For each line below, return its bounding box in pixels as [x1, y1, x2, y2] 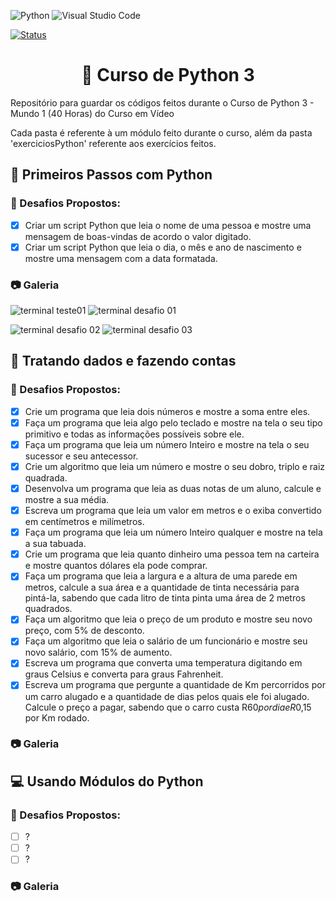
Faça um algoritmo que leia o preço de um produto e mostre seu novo [24, 613, 313, 625]
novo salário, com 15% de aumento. [24, 646, 173, 659]
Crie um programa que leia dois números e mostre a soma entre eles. [24, 405, 311, 417]
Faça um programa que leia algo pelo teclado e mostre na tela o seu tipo [24, 416, 323, 429]
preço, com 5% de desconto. [24, 625, 145, 637]
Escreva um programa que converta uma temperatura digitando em [24, 657, 303, 669]
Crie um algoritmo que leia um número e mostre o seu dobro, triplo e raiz [24, 460, 326, 472]
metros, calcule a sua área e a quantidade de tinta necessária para [24, 581, 300, 594]
